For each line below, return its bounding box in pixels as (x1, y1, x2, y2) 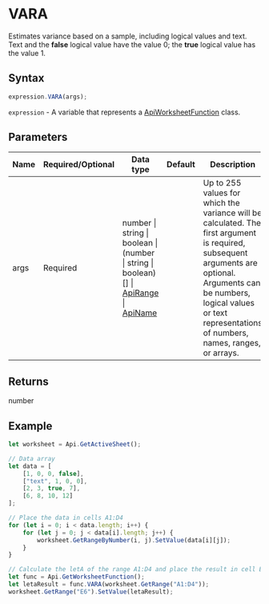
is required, (203, 238, 246, 249)
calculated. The (203, 218, 262, 229)
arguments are (203, 258, 258, 269)
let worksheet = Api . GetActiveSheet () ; (8, 441, 142, 449)
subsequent (203, 247, 248, 258)
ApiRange (122, 287, 159, 298)
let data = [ (8, 462, 52, 470)
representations (203, 318, 263, 329)
